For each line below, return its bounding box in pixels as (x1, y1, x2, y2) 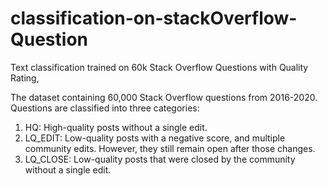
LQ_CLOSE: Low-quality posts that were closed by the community (24, 153, 296, 165)
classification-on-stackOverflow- (10, 7, 298, 30)
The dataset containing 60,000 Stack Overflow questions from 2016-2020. (10, 91, 318, 103)
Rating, (10, 72, 40, 84)
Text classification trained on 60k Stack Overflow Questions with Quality (10, 61, 309, 73)
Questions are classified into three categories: (10, 102, 200, 114)
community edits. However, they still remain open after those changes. (24, 142, 316, 154)
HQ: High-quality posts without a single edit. (24, 121, 208, 133)
